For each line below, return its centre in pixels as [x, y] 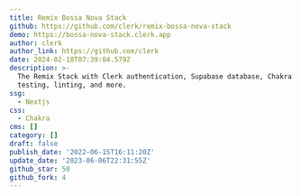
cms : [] [24, 127]
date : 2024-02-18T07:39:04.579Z [70, 60]
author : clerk [36, 43]
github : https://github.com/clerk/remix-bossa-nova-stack [120, 26]
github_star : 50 [40, 169]
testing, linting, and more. [72, 85]
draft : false [34, 144]
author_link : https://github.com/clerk [84, 51]
